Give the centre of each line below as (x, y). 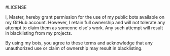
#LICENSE (16, 7)
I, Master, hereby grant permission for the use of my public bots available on (85, 17)
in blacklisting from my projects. (39, 33)
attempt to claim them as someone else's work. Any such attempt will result (84, 28)
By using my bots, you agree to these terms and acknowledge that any (79, 43)
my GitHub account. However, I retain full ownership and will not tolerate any (85, 22)
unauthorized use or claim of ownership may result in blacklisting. (74, 48)
